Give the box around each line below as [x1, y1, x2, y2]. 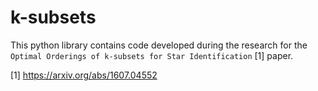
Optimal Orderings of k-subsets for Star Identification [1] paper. [10, 49, 294, 61]
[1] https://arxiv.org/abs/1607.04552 [10, 69, 158, 81]
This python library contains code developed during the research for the [10, 39, 308, 51]
